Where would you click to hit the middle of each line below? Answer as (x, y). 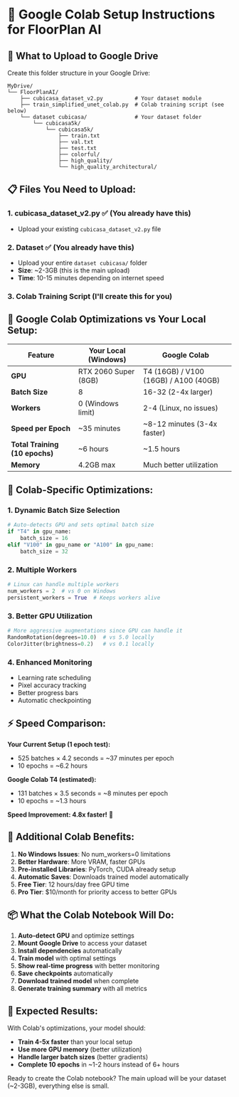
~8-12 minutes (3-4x (180, 424)
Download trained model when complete (78, 981)
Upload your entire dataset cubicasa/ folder (83, 263)
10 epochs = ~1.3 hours (52, 800)
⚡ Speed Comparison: (57, 724)
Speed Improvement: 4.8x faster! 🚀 (60, 815)
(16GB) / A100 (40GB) (182, 380)
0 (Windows (98, 403)
